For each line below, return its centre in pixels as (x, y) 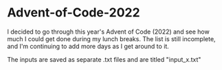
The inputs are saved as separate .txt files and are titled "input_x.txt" (104, 59)
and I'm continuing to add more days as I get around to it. (88, 46)
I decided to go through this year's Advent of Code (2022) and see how (108, 32)
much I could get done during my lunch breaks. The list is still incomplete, (111, 38)
